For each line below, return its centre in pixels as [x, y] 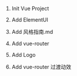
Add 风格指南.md [32, 32]
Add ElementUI [30, 20]
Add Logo [24, 55]
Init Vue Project [30, 8]
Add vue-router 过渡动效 [41, 67]
